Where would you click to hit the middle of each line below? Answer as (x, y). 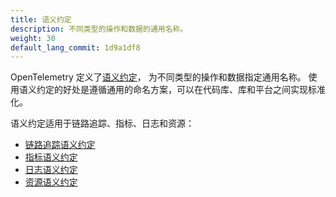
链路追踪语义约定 (60, 145)
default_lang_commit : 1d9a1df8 (75, 47)
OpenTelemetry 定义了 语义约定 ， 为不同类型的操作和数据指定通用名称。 (158, 77)
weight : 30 (33, 38)
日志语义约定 (51, 170)
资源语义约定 (51, 182)
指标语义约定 (51, 157)
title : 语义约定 (41, 19)
